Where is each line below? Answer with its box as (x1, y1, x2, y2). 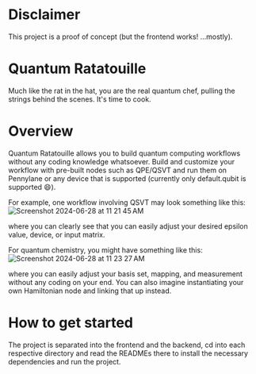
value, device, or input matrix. (8, 229, 105, 239)
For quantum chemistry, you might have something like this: (8, 245, 204, 255)
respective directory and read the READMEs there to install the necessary (8, 348, 248, 358)
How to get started (8, 314, 133, 331)
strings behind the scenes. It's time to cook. (8, 94, 152, 104)
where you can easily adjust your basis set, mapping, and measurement (8, 268, 243, 279)
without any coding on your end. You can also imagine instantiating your (8, 277, 244, 287)
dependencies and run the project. (8, 357, 121, 366)
